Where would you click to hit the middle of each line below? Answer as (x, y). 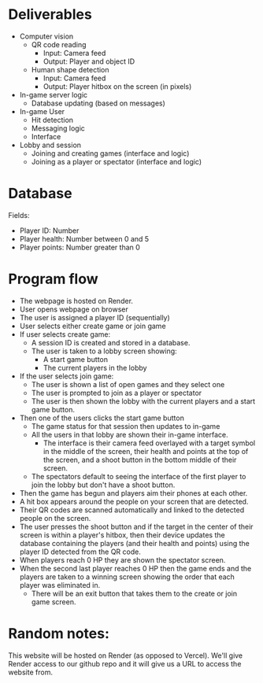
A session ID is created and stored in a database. (111, 342)
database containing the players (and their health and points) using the (134, 543)
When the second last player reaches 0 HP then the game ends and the (135, 568)
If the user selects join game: (67, 376)
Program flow (53, 279)
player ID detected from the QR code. (80, 552)
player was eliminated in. (60, 585)
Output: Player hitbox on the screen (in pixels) (117, 86)
